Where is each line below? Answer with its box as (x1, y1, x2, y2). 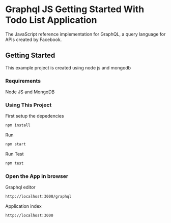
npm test (5, 161, 24, 166)
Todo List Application (5, 14, 97, 26)
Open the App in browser (5, 172, 69, 179)
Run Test (5, 151, 24, 157)
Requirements (5, 77, 41, 84)
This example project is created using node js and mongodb (5, 64, 131, 70)
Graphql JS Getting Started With (5, 4, 145, 15)
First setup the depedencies (5, 113, 65, 119)
